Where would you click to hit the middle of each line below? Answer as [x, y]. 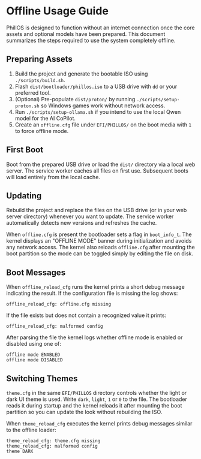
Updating [24, 196]
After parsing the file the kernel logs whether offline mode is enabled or [94, 337]
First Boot [25, 150]
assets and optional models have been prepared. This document [86, 34]
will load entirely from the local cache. [53, 177]
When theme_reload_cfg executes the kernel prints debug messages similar [99, 423]
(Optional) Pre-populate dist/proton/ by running [75, 99]
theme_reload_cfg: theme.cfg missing [53, 441]
